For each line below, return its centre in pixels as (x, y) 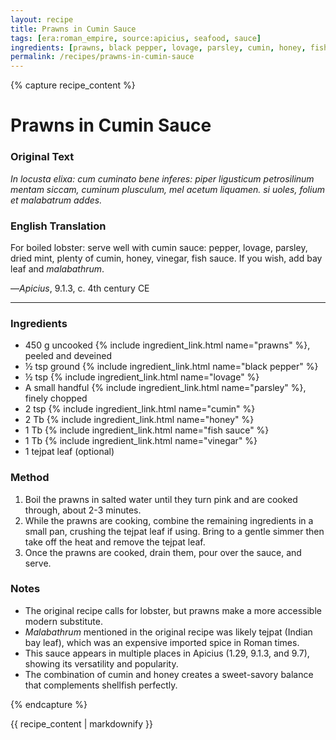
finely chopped (56, 398)
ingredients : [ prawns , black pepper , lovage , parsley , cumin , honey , (158, 47)
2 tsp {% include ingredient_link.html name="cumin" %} (140, 409)
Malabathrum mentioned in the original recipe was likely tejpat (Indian (168, 632)
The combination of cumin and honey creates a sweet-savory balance (169, 674)
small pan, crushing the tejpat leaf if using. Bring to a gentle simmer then (174, 531)
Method (30, 478)
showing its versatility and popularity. (101, 663)
